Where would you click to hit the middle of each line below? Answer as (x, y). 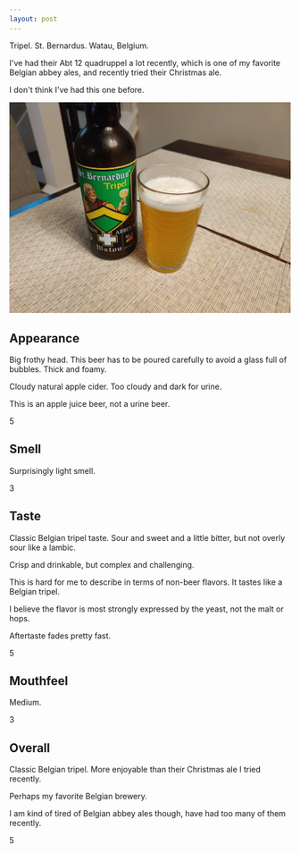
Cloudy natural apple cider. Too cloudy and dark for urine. (116, 386)
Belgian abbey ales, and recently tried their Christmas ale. (116, 72)
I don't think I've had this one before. (77, 89)
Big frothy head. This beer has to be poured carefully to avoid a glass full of (148, 359)
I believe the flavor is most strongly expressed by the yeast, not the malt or (146, 609)
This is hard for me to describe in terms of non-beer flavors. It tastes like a (146, 582)
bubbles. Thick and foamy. (58, 369)
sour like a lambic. (42, 547)
